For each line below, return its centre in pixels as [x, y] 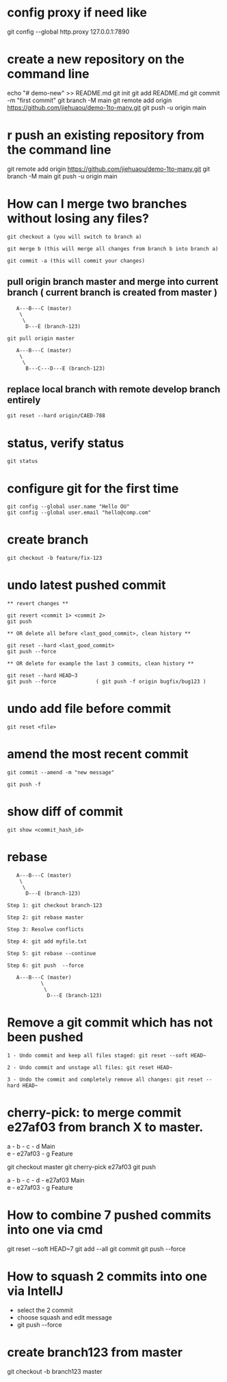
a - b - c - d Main [31, 1146]
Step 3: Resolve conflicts [45, 929]
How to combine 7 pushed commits [109, 1215]
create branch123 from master [95, 1352]
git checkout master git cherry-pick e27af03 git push [81, 1167]
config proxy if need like [77, 13]
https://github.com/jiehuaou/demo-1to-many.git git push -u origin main [107, 107]
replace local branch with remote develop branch [114, 389]
